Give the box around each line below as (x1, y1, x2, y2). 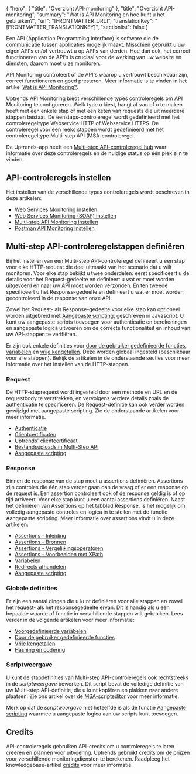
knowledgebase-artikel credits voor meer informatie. (6, 761, 133, 768)
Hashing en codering (14, 646, 66, 653)
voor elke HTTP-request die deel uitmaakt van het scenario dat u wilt (6, 263, 172, 270)
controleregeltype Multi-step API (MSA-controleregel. (6, 132, 136, 139)
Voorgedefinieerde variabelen (14, 627, 87, 634)
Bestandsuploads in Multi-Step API (14, 443, 99, 450)
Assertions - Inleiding (14, 532, 67, 539)
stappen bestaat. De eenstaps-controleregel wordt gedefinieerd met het (6, 113, 180, 121)
